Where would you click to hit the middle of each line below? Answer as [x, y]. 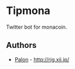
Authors [21, 45]
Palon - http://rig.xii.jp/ [42, 59]
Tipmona [28, 11]
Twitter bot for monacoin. [37, 27]
